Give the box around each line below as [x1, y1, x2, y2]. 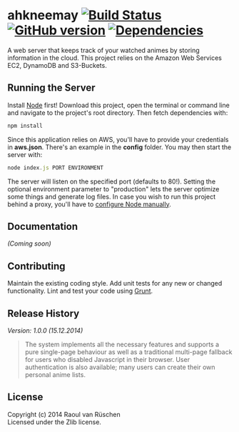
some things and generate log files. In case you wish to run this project [7, 192, 216, 201]
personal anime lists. [24, 370, 86, 378]
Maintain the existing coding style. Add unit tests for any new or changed [7, 279, 223, 288]
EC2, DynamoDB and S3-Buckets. [7, 61, 107, 69]
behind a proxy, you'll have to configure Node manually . [7, 200, 171, 209]
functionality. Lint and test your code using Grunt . [7, 286, 153, 296]
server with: [7, 150, 43, 159]
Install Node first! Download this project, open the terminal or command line [7, 101, 230, 109]
